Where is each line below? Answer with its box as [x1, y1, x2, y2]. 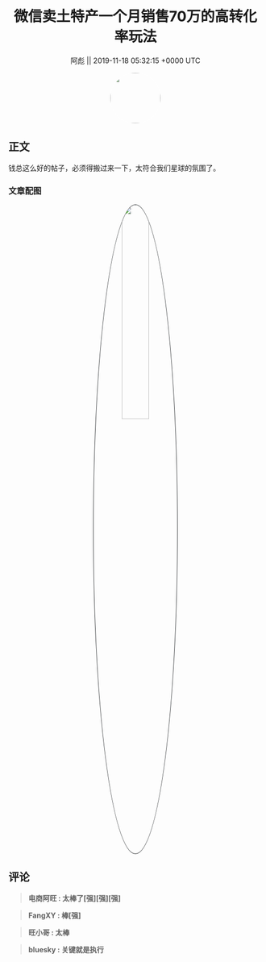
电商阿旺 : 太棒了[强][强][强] [27, 893, 121, 903]
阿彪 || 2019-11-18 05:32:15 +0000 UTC [70, 56, 201, 65]
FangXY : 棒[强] [27, 910, 81, 920]
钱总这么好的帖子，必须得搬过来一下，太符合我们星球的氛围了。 [8, 163, 220, 173]
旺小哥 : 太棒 [27, 927, 70, 937]
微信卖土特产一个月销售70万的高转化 [13, 7, 258, 26]
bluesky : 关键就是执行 [27, 944, 105, 954]
